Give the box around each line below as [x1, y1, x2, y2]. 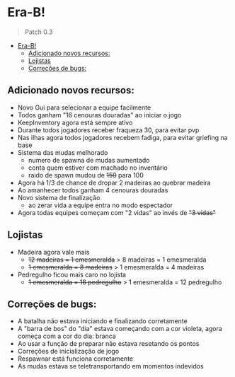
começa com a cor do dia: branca [17, 332, 117, 340]
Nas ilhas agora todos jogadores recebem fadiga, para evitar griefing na [17, 133, 228, 141]
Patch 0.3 [24, 28, 53, 36]
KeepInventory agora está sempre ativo [17, 118, 133, 127]
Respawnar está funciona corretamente [17, 354, 133, 363]
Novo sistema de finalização [17, 193, 101, 202]
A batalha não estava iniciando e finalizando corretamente [17, 317, 188, 325]
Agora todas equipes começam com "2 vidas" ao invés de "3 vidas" [17, 208, 216, 216]
